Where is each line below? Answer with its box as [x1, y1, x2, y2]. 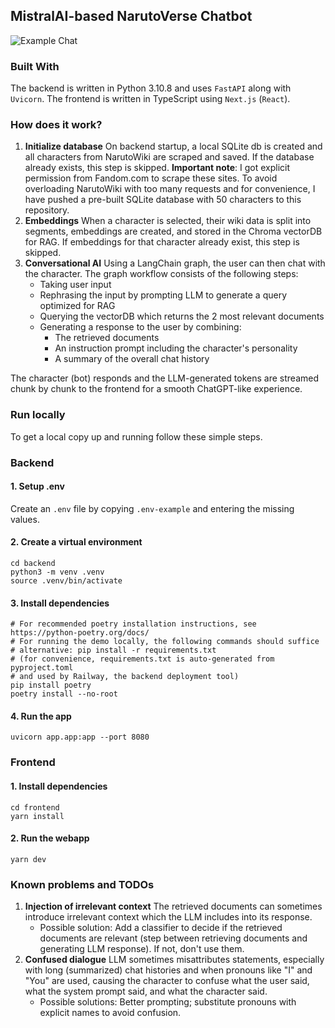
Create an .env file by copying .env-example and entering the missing [10, 502, 295, 514]
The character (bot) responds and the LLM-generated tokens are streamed [10, 372, 320, 384]
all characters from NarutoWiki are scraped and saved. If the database [24, 151, 315, 163]
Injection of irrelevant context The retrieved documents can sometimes [24, 900, 323, 913]
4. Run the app [10, 710, 72, 722]
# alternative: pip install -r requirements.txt [10, 645, 217, 656]
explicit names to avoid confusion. [39, 1007, 182, 1019]
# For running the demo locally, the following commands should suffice [10, 637, 320, 647]
